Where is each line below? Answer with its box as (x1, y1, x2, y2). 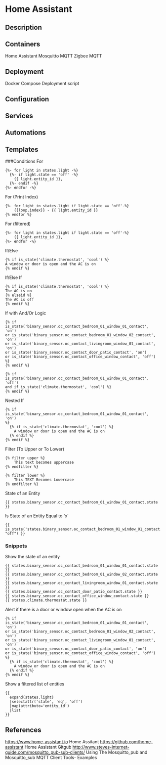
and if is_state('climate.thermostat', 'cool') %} (5, 385, 112, 390)
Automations (5, 129, 46, 137)
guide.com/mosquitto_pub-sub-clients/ (5, 749, 85, 755)
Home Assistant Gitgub (24, 744, 72, 750)
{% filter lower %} (5, 473, 45, 478)
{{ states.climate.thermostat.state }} (5, 598, 87, 603)
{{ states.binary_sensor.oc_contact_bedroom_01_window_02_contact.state (5, 572, 158, 577)
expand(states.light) (9, 695, 54, 700)
